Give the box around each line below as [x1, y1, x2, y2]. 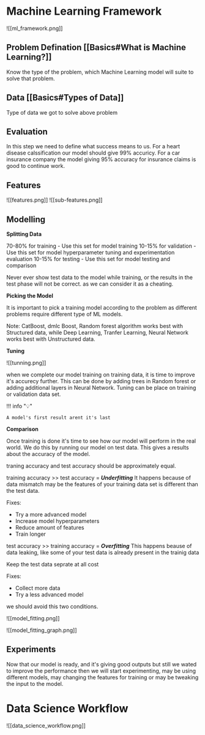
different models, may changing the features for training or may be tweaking [6, 673, 199, 681]
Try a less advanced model [15, 591, 84, 598]
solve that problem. [6, 75, 55, 82]
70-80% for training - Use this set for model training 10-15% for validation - [6, 242, 196, 249]
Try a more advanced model [15, 511, 87, 518]
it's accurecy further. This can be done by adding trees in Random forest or [6, 378, 196, 384]
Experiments [6, 644, 56, 655]
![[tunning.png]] [6, 359, 47, 366]
